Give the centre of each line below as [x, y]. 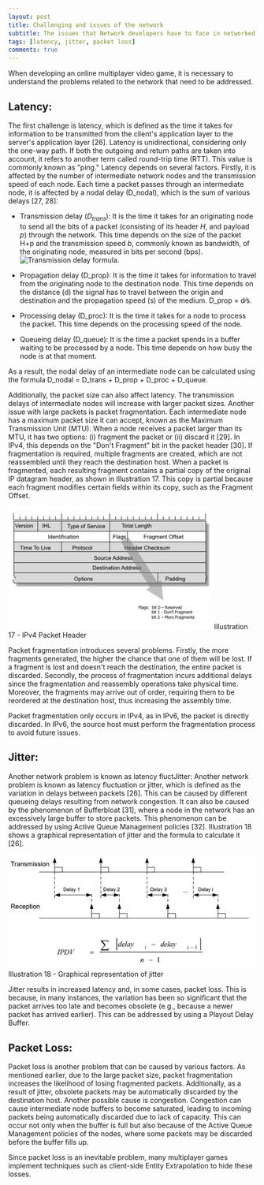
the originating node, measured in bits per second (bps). [111, 252]
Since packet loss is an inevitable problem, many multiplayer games [118, 1157]
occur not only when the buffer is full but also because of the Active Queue [130, 1125]
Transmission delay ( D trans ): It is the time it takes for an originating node [136, 217]
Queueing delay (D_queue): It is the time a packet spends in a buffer [130, 339]
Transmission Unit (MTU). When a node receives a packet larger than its [125, 428]
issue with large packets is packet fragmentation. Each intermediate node [127, 412]
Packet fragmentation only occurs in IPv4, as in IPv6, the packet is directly [129, 715]
